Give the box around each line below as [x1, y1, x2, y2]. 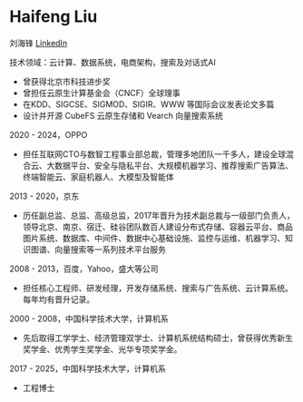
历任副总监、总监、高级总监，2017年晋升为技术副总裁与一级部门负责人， [22, 210, 295, 221]
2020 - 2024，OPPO [9, 129, 88, 140]
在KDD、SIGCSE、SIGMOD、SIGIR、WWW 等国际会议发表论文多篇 [22, 98, 275, 110]
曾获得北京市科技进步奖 [22, 75, 111, 87]
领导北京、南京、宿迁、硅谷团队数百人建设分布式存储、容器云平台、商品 [22, 221, 293, 232]
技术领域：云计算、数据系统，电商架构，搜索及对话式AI [9, 56, 216, 67]
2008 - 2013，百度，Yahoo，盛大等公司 [9, 263, 159, 274]
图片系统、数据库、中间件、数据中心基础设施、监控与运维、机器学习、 [22, 232, 286, 243]
